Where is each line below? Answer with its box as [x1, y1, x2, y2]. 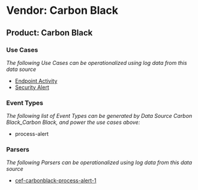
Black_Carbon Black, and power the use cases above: [6, 118, 140, 126]
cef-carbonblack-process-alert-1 [14, 177, 97, 184]
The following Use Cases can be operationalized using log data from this [6, 59, 187, 66]
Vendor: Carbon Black [6, 4, 119, 17]
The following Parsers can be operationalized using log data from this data [6, 159, 193, 166]
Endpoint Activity [14, 77, 58, 84]
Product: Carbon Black [6, 28, 93, 38]
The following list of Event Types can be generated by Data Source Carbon [6, 112, 193, 120]
